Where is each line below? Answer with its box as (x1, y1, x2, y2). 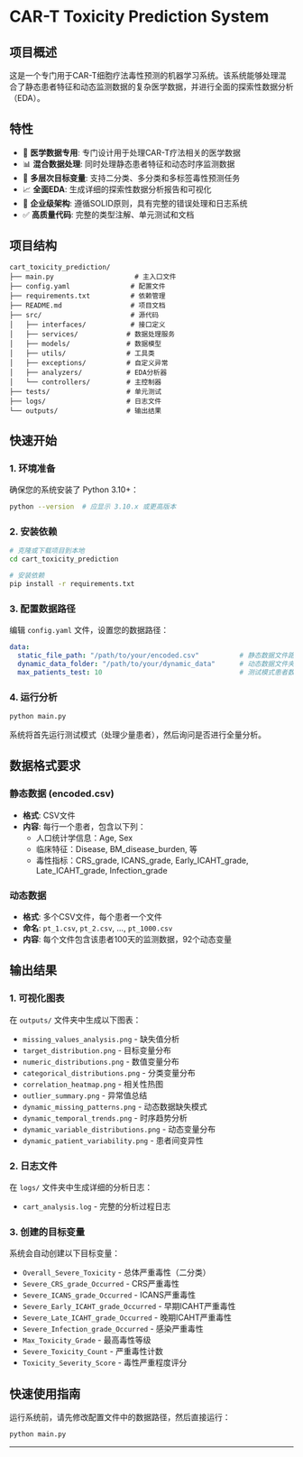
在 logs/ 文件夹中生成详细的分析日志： (9, 1181, 153, 1192)
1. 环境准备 (9, 462, 56, 474)
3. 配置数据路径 (9, 602, 77, 615)
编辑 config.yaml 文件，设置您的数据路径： (9, 625, 170, 636)
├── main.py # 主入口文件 (9, 272, 177, 281)
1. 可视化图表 (9, 992, 65, 1004)
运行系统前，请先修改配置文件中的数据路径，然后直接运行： (9, 1412, 231, 1423)
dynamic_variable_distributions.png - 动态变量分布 (22, 1123, 216, 1134)
